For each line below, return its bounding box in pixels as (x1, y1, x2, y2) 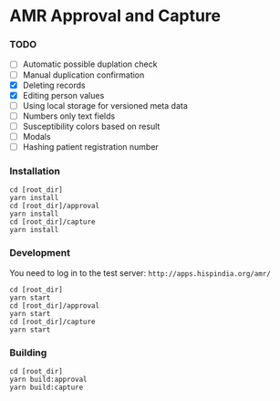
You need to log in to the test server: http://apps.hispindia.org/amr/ (9, 267, 271, 279)
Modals (22, 131, 52, 142)
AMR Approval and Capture (9, 5, 222, 26)
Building (9, 346, 47, 359)
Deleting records (22, 79, 86, 90)
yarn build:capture (9, 383, 84, 392)
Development (9, 247, 71, 259)
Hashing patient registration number (22, 141, 160, 152)
